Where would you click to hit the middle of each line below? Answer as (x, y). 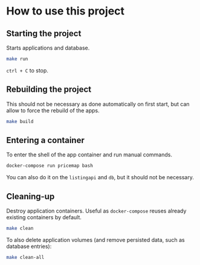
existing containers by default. (44, 217)
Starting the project (44, 34)
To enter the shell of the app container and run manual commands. (89, 155)
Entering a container (45, 140)
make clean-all (25, 257)
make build (20, 121)
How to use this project (66, 11)
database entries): (29, 246)
